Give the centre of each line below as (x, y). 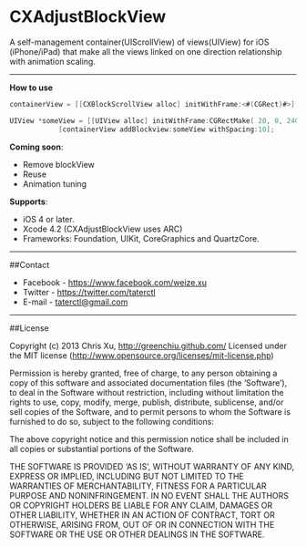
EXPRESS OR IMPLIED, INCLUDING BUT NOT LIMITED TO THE (127, 476)
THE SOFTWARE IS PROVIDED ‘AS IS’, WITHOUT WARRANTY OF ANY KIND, (152, 466)
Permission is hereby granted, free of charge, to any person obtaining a (143, 373)
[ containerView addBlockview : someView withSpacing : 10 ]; (166, 129)
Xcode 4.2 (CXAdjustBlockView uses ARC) (102, 229)
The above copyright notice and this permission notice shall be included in (149, 439)
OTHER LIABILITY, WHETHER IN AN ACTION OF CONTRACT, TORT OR (142, 515)
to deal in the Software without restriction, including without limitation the (147, 392)
